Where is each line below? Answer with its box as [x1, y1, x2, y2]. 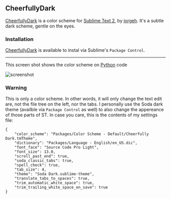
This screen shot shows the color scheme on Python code [5, 62, 127, 68]
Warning [5, 84, 27, 91]
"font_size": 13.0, [14, 149, 56, 154]
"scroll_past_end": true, [14, 154, 70, 159]
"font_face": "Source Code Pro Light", [14, 145, 99, 150]
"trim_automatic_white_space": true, [14, 180, 95, 186]
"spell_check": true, [14, 162, 60, 168]
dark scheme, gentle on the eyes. [5, 23, 75, 29]
